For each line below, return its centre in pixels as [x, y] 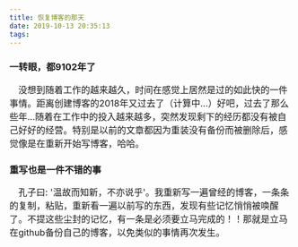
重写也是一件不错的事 [55, 169]
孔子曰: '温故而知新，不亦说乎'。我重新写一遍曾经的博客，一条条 [153, 192]
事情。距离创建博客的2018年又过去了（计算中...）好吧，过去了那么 [149, 103]
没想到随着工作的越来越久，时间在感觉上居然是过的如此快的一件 [153, 89]
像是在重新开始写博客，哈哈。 [82, 143]
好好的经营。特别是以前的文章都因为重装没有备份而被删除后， [149, 130]
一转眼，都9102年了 [53, 67]
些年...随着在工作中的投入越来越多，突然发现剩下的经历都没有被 [144, 116]
